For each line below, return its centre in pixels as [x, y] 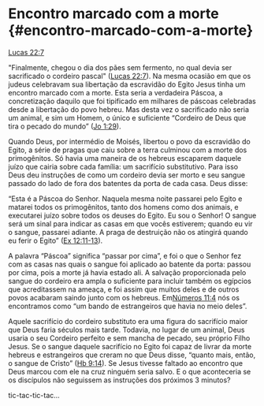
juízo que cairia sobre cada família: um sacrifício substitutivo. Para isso [123, 166]
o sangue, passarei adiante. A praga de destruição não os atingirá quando [128, 232]
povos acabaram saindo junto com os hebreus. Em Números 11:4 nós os [124, 297]
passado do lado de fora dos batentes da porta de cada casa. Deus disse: [128, 183]
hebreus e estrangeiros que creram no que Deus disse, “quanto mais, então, [132, 355]
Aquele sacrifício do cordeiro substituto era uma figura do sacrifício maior [128, 321]
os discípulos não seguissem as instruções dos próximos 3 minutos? [119, 380]
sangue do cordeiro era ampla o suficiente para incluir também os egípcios [130, 281]
